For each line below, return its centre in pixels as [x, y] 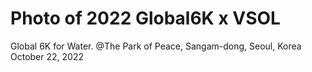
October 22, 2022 [47, 56]
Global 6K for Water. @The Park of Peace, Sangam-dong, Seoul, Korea [156, 46]
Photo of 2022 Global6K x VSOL [145, 18]
